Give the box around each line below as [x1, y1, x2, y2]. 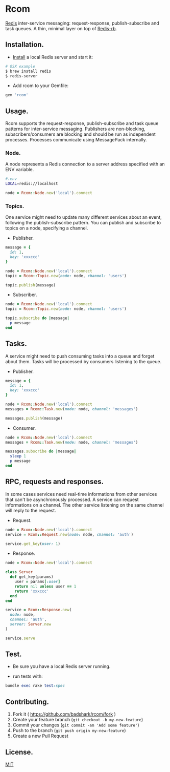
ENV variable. [5, 166, 34, 173]
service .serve [5, 636, 36, 641]
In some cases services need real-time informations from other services [5, 491, 157, 497]
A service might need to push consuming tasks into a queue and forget [5, 353, 155, 359]
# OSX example [5, 64, 36, 69]
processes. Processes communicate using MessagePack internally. [5, 137, 147, 143]
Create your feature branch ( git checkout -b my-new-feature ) [12, 717, 143, 723]
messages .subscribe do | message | [5, 449, 77, 454]
